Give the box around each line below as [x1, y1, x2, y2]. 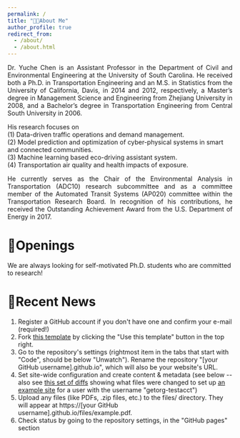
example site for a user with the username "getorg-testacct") [17, 385, 198, 394]
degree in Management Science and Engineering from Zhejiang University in [7, 94, 233, 102]
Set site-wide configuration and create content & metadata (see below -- [17, 370, 233, 379]
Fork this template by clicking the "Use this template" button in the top [17, 332, 225, 341]
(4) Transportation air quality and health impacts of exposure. [7, 161, 189, 169]
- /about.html [14, 44, 56, 51]
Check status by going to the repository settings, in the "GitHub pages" [17, 416, 228, 424]
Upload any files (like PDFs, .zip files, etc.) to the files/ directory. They [17, 393, 224, 402]
